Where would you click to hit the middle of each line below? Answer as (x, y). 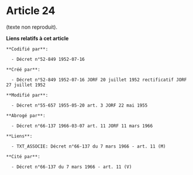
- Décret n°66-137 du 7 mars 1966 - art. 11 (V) (72, 167)
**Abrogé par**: (26, 115)
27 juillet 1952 (26, 85)
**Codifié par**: (27, 49)
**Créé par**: (23, 69)
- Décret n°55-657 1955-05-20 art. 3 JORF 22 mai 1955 (80, 105)
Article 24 (31, 11)
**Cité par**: (23, 156)
